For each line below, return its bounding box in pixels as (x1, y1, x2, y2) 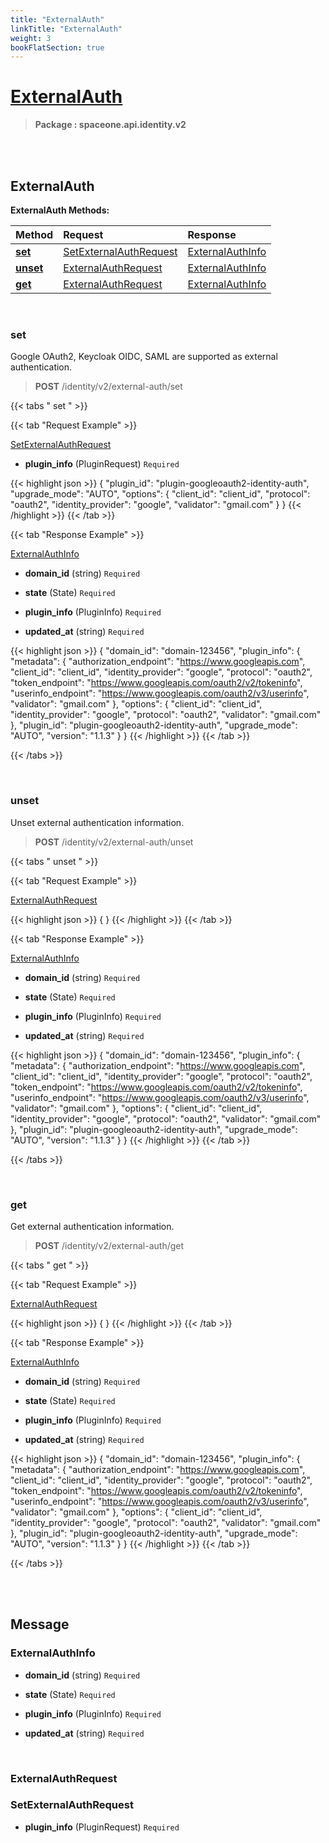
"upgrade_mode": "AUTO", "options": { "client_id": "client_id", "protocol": (10, 488, 311, 500)
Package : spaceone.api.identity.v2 (34, 119, 187, 131)
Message (10, 1616, 70, 1633)
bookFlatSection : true (10, 42, 105, 53)
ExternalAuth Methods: (10, 204, 110, 216)
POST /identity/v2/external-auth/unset (34, 836, 194, 848)
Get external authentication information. (10, 1220, 175, 1232)
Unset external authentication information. (10, 816, 185, 828)
